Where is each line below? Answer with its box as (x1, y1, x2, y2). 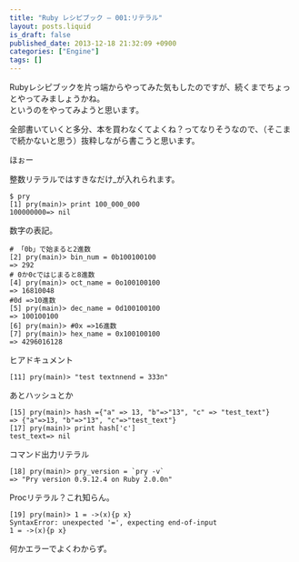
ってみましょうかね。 (25, 93, 105, 104)
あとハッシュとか (9, 390, 74, 400)
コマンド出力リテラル (9, 449, 89, 459)
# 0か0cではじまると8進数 (9, 270, 95, 279)
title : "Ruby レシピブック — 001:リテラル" (9, 13, 164, 23)
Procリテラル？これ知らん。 (9, 492, 115, 503)
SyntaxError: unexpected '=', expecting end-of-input (9, 518, 218, 527)
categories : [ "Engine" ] (9, 47, 100, 56)
